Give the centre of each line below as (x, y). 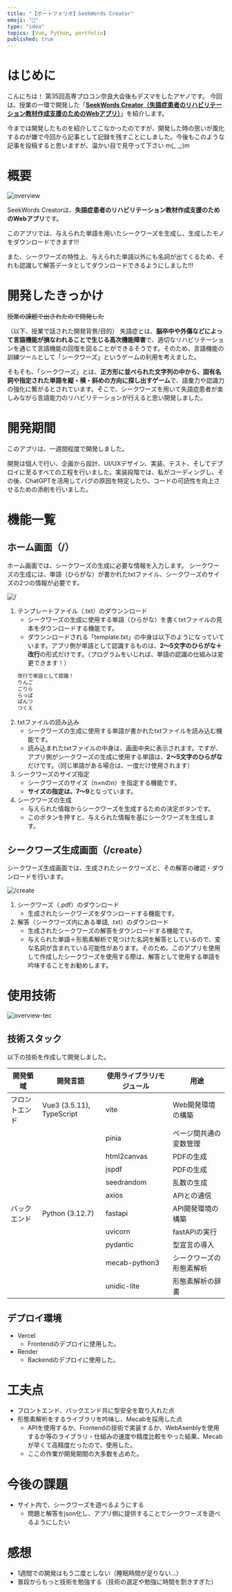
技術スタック (35, 1039)
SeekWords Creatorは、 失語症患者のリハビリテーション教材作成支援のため (114, 210)
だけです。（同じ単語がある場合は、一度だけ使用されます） (110, 766)
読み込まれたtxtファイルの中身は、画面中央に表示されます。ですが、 (125, 748)
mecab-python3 (133, 1263)
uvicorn (118, 1231)
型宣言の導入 (193, 1245)
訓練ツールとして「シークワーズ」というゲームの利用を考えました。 (104, 356)
